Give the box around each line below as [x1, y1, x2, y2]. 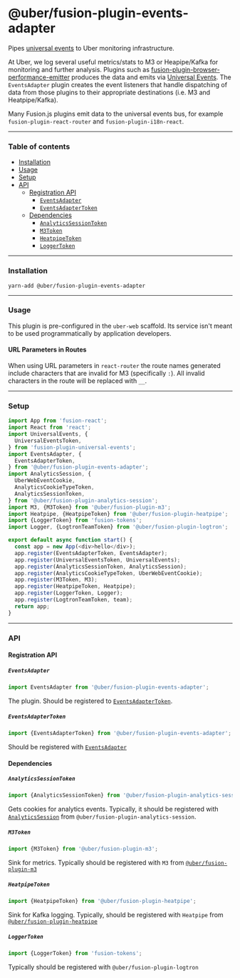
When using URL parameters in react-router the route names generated [8, 361, 221, 370]
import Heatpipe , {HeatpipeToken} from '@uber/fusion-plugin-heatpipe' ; [8, 510, 229, 517]
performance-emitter [8, 73, 71, 81]
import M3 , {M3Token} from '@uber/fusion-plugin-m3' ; [8, 504, 172, 511]
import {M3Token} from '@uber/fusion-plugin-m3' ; [8, 845, 159, 853]
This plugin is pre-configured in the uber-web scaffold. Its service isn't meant [8, 321, 233, 330]
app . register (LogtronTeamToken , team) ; [14, 597, 133, 604]
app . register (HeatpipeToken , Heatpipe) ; [14, 583, 136, 590]
